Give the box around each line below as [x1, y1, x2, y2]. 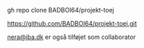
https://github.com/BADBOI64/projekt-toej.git [7, 19, 137, 27]
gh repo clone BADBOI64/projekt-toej [7, 6, 114, 14]
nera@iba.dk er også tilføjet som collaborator [7, 33, 136, 41]
